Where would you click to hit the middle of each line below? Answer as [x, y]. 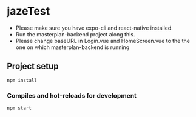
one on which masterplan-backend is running [73, 47]
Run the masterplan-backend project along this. [75, 34]
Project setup [33, 66]
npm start [19, 108]
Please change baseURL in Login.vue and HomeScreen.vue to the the [103, 41]
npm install [22, 80]
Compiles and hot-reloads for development [72, 95]
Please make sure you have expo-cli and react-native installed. [94, 28]
